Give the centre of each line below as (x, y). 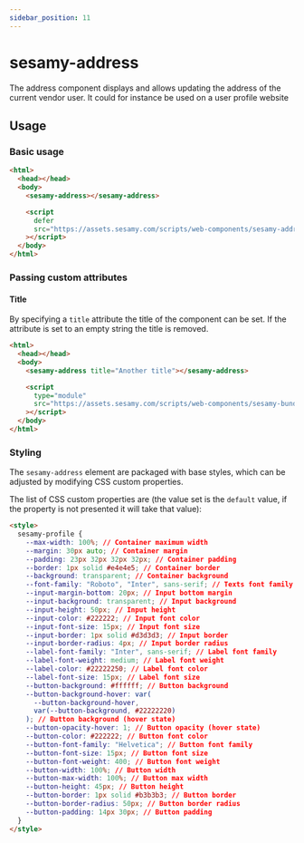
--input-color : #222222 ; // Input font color (113, 618)
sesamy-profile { (50, 534)
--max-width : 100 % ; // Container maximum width (117, 542)
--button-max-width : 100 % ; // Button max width (117, 779)
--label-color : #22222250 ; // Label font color (117, 669)
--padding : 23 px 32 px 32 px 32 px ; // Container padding (131, 559)
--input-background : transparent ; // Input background (131, 602)
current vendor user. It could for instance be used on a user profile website (149, 97)
